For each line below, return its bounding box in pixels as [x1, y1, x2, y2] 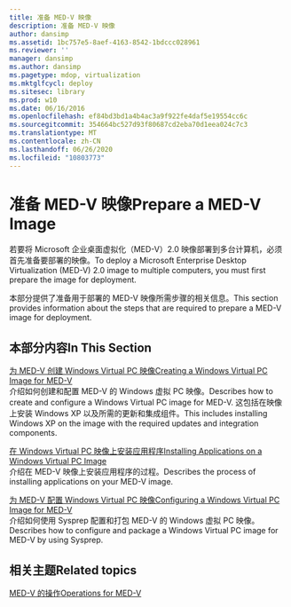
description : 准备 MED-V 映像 [9, 21, 115, 30]
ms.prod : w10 [9, 95, 58, 105]
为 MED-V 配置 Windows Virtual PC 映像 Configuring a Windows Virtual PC [9, 494, 280, 506]
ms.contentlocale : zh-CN [9, 137, 101, 146]
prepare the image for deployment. [9, 274, 138, 285]
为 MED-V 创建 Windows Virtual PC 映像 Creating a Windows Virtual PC [9, 366, 268, 376]
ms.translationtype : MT [9, 129, 98, 138]
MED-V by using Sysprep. [9, 534, 104, 546]
